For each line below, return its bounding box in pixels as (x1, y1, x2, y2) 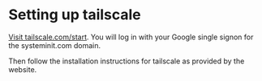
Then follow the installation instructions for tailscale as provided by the (8, 56, 245, 66)
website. (8, 64, 37, 74)
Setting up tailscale (8, 6, 142, 24)
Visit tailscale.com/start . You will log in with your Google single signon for (8, 32, 254, 42)
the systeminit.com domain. (8, 40, 101, 50)
